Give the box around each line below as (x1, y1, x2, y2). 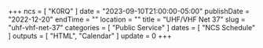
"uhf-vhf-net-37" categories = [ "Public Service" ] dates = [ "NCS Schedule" (8, 23, 256, 32)
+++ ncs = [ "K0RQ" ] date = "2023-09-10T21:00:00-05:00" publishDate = (8, 7, 250, 15)
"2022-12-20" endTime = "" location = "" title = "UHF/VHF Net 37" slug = (8, 15, 246, 24)
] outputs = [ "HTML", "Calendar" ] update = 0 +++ (8, 31, 172, 40)
